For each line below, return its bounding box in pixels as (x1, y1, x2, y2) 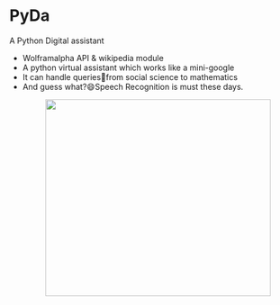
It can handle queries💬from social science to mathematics (22, 71, 239, 82)
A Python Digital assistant (9, 35, 105, 46)
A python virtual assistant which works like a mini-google (22, 62, 235, 73)
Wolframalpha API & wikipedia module (22, 52, 164, 63)
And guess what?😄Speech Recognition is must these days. (22, 81, 244, 92)
